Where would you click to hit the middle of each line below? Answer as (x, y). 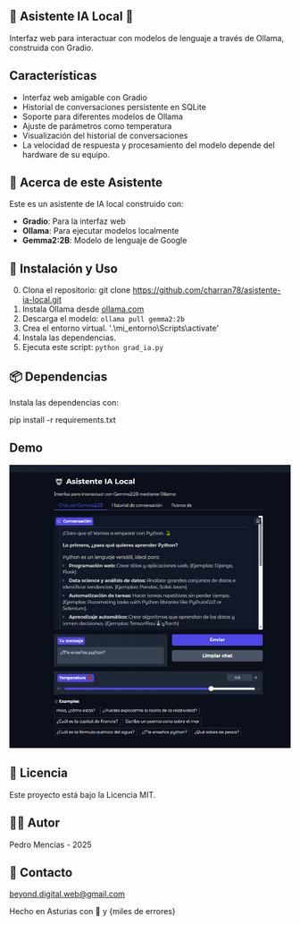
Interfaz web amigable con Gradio (84, 97)
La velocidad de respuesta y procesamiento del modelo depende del (148, 145)
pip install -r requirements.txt (62, 420)
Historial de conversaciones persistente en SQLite (114, 107)
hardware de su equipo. (66, 154)
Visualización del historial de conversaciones (105, 135)
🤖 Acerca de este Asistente (86, 183)
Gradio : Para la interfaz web (74, 221)
